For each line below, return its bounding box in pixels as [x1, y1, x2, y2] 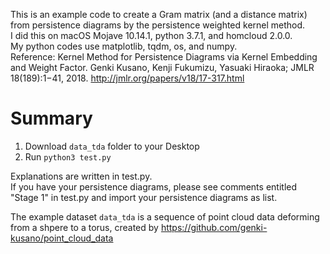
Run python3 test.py [24, 150, 112, 163]
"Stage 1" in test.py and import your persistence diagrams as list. [10, 191, 278, 203]
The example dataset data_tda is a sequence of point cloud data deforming [10, 210, 320, 223]
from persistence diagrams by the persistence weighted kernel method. [10, 19, 306, 31]
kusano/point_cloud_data [10, 232, 114, 244]
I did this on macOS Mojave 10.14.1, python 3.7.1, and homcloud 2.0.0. [10, 30, 293, 41]
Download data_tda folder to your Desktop [24, 140, 200, 152]
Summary [10, 107, 93, 130]
